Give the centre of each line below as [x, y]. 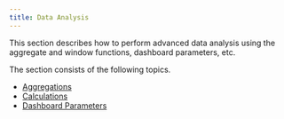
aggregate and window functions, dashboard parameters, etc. [122, 52]
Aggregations [47, 86]
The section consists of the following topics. [90, 69]
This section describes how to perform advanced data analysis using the [142, 43]
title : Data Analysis [49, 17]
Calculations [45, 96]
